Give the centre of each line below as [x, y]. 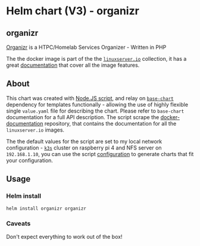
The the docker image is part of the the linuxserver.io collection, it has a [96, 59]
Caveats [18, 223]
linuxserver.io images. [35, 130]
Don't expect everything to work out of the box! [64, 236]
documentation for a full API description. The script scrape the [83, 117]
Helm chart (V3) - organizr [73, 11]
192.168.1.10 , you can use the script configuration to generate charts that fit [100, 154]
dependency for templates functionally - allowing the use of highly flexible [97, 104]
